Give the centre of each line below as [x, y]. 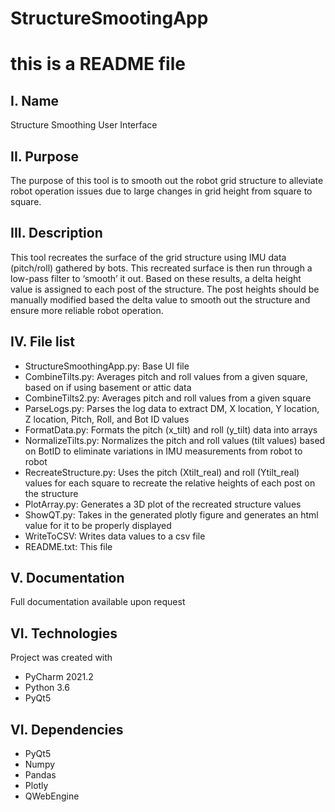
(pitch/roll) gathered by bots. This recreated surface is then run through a [161, 268]
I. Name [35, 100]
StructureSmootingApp [109, 18]
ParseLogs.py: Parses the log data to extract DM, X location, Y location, [172, 408]
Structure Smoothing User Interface [84, 125]
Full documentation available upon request [98, 602]
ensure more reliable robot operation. [87, 310]
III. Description [56, 233]
